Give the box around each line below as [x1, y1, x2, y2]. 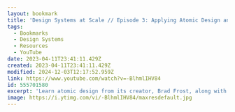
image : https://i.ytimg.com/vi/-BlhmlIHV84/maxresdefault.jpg [7, 95, 192, 102]
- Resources [13, 42, 49, 49]
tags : [7, 23, 23, 30]
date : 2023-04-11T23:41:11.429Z [7, 56, 101, 63]
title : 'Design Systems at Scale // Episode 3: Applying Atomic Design [7, 17, 220, 24]
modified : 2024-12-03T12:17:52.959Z [7, 68, 114, 75]
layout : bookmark [7, 10, 58, 17]
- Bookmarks [13, 29, 49, 37]
